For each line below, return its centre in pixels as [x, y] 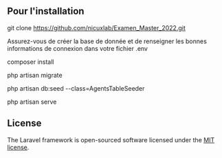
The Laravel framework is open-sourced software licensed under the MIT [111, 139]
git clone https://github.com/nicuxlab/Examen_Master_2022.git [96, 27]
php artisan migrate [35, 75]
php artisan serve [32, 102]
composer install [31, 62]
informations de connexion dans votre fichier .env [77, 48]
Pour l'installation [46, 11]
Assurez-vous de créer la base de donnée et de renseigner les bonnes [107, 41]
